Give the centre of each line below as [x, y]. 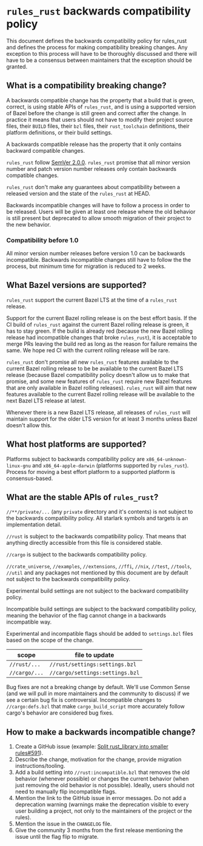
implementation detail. [34, 525]
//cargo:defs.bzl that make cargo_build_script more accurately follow [95, 707]
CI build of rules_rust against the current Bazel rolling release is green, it [98, 324]
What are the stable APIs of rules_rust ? [82, 497]
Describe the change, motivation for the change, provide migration [98, 759]
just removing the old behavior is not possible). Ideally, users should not [105, 785]
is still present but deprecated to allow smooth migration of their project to [99, 218]
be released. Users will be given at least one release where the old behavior [101, 211]
